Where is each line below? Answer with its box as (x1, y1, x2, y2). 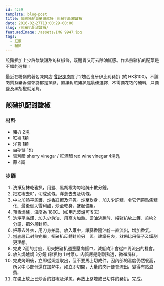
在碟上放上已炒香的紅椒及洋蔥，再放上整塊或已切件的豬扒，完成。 (12, 275, 145, 282)
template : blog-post (5, 12, 48, 17)
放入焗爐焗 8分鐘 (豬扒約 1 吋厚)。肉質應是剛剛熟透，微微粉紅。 (12, 251, 141, 257)
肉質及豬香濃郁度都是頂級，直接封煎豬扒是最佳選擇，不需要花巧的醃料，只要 (5, 80, 159, 85)
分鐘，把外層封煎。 (12, 221, 52, 227)
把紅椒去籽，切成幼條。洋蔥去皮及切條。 (12, 190, 94, 197)
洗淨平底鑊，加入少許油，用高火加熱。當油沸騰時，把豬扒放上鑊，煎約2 (12, 215, 156, 221)
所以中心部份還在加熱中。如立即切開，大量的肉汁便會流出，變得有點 (12, 263, 149, 269)
